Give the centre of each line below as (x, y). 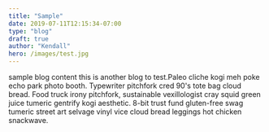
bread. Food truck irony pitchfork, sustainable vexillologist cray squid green (135, 94)
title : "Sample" (36, 16)
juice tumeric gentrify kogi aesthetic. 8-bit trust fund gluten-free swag (126, 103)
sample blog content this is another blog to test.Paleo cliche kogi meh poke (134, 77)
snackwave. (28, 120)
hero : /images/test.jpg (49, 54)
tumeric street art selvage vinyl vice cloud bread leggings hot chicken (125, 112)
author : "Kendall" (39, 46)
